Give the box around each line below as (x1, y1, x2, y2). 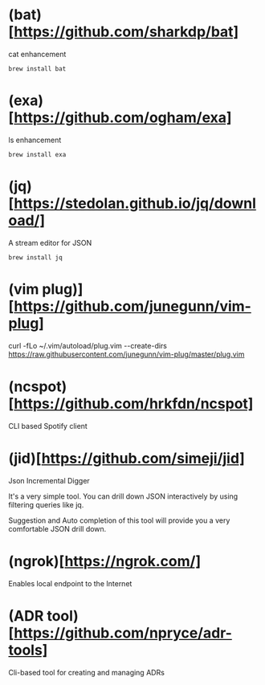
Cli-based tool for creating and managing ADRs (8, 667, 165, 677)
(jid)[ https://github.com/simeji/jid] (8, 449, 245, 467)
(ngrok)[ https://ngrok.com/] (8, 552, 202, 570)
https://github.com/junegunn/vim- (14, 297, 251, 315)
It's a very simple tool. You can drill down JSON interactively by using (8, 491, 238, 501)
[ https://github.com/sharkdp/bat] (8, 22, 239, 41)
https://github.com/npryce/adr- (14, 624, 233, 642)
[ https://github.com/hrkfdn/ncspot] (8, 394, 254, 413)
